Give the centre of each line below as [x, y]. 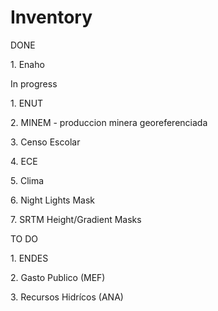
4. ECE [24, 161]
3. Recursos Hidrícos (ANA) [67, 297]
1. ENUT [27, 103]
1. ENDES [29, 258]
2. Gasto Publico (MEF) [58, 277]
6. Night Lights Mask [53, 200]
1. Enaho [27, 64]
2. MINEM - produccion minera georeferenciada [109, 122]
